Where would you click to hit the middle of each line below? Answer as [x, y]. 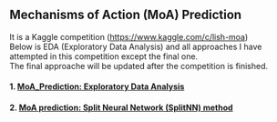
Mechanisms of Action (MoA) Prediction [126, 15]
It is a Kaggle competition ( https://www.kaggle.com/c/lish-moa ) [129, 36]
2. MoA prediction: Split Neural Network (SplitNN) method [122, 107]
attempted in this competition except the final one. [104, 56]
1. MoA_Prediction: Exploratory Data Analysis [97, 86]
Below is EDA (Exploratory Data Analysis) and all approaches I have [136, 46]
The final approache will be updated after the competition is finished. [139, 66]
